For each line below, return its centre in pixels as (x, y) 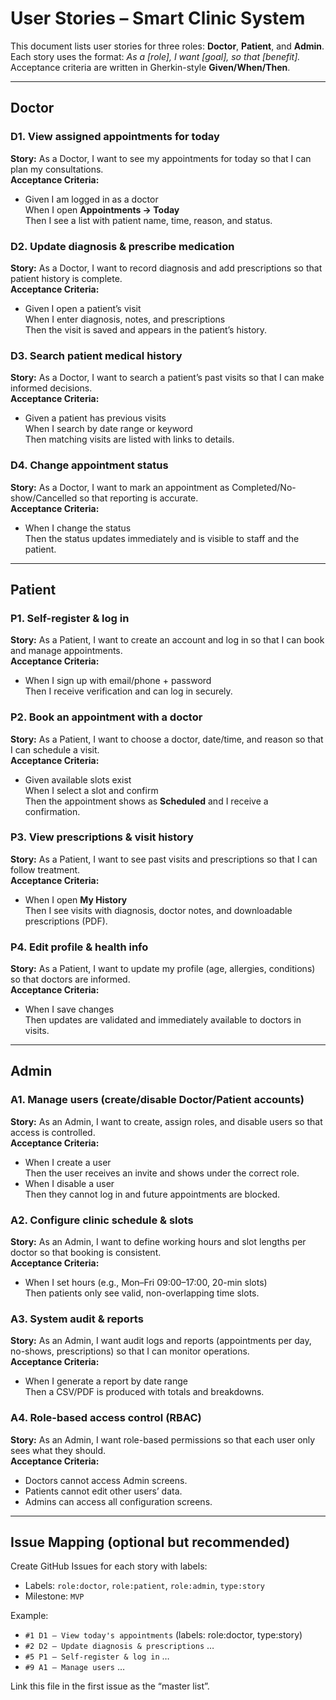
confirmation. (52, 811)
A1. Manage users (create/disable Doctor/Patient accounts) (157, 1100)
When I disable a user (69, 1183)
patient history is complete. (66, 278)
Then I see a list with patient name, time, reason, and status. (148, 220)
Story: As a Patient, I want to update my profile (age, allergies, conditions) (163, 969)
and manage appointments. (66, 651)
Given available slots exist (78, 779)
